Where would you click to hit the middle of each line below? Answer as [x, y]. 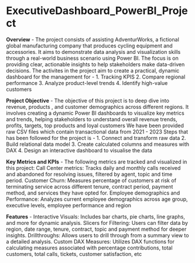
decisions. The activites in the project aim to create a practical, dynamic [93, 70]
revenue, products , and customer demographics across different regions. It [97, 107]
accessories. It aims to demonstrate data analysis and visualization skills [93, 52]
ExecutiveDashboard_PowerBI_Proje [97, 11]
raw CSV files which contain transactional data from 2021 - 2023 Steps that [97, 131]
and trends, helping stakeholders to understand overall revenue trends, [92, 119]
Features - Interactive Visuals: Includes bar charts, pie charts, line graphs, [96, 216]
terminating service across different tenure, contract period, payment [90, 186]
